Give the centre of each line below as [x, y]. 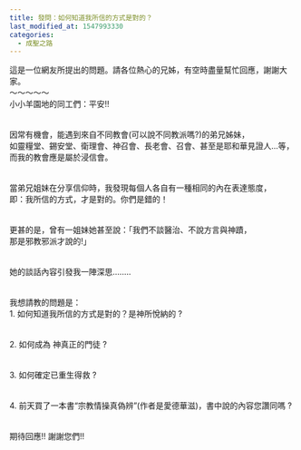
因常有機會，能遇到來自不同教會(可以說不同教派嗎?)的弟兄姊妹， [130, 135]
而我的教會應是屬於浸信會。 [61, 157]
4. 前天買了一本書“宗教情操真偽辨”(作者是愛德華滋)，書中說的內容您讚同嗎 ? [151, 406]
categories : [32, 34]
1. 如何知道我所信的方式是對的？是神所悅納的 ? [96, 314]
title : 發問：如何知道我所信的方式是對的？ [81, 18]
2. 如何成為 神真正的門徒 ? [58, 345]
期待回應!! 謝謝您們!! [47, 436]
